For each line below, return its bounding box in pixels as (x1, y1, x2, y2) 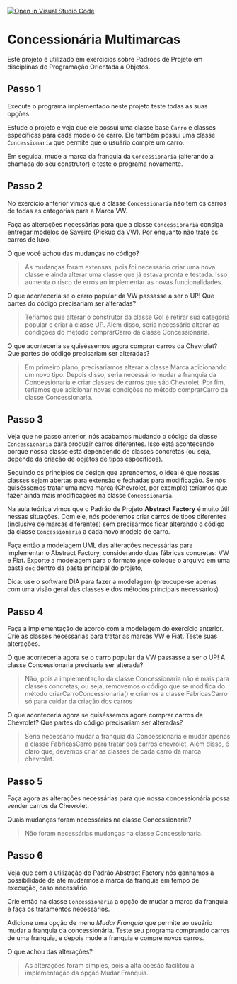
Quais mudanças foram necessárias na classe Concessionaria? (7, 815, 192, 824)
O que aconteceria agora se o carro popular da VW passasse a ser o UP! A (7, 653, 226, 662)
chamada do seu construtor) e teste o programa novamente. (7, 160, 183, 168)
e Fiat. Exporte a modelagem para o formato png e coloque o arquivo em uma (7, 557, 231, 565)
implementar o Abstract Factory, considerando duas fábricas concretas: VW (7, 549, 229, 557)
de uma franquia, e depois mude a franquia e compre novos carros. (7, 933, 204, 942)
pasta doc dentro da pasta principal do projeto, (7, 564, 143, 572)
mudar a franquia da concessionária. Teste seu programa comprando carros (7, 926, 230, 934)
